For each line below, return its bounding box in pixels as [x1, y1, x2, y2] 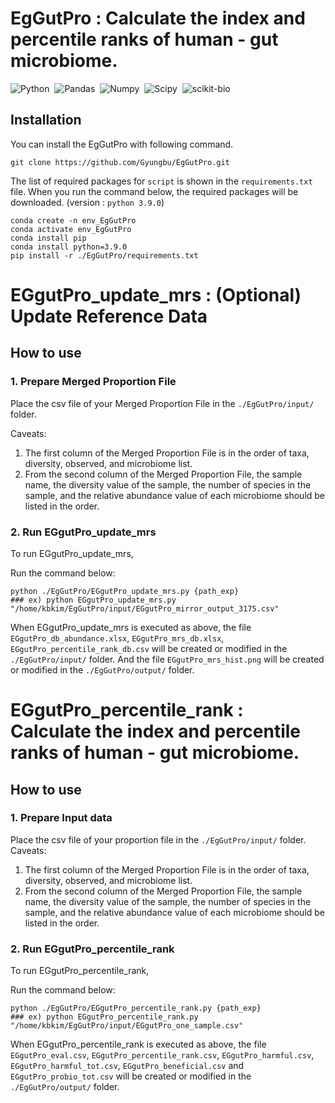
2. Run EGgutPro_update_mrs [10, 525, 157, 539]
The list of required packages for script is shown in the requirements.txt [10, 175, 313, 187]
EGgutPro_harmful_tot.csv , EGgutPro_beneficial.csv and [10, 1060, 245, 1072]
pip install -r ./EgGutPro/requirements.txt [10, 250, 199, 261]
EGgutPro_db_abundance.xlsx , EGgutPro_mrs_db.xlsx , [10, 632, 225, 644]
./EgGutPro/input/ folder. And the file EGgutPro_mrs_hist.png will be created [10, 653, 325, 665]
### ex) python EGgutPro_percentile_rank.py [10, 1012, 199, 1022]
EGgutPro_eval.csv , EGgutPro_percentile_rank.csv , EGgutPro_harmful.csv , [10, 1049, 315, 1061]
